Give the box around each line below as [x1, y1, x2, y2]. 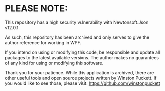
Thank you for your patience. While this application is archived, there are [5, 69, 154, 75]
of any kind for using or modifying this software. [5, 60, 104, 66]
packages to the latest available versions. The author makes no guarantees [5, 54, 159, 60]
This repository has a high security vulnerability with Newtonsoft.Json [5, 19, 149, 25]
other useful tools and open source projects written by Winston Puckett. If [5, 75, 157, 81]
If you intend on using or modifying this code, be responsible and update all [5, 49, 160, 55]
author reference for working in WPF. [5, 39, 81, 45]
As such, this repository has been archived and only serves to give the [5, 34, 150, 40]
